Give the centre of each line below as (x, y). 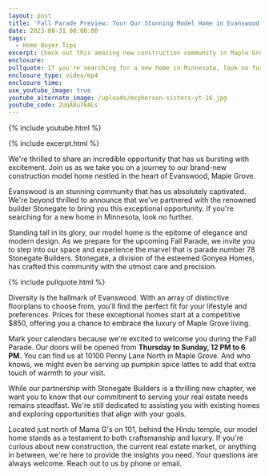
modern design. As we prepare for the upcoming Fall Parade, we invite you (132, 241)
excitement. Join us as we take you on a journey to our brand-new (117, 167)
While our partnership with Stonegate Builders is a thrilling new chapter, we (132, 389)
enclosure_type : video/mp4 (53, 75)
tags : (17, 38)
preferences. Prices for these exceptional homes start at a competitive (124, 315)
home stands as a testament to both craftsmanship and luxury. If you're (126, 438)
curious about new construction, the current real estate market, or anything (132, 446)
